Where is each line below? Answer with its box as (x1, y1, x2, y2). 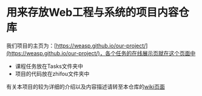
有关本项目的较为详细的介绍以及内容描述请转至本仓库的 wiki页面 (6, 83, 165, 90)
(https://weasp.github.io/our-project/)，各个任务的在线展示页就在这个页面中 (6, 49, 196, 57)
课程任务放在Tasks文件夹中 (15, 62, 84, 70)
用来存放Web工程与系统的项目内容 (6, 5, 179, 19)
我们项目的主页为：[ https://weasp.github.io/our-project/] (6, 42, 148, 49)
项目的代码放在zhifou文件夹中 (15, 70, 90, 77)
